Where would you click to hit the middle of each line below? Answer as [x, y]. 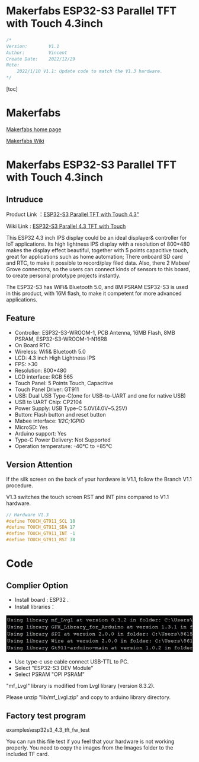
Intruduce [25, 199]
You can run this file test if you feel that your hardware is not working [90, 742]
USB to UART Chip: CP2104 [48, 402]
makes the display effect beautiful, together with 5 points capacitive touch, [97, 250]
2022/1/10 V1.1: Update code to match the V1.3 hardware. [90, 72]
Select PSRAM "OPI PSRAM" [49, 674]
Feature [21, 318]
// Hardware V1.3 [28, 515]
